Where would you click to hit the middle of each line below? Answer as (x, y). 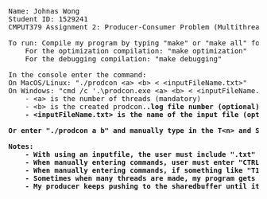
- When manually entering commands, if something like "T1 (142, 170)
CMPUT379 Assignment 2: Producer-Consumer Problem (109, 27)
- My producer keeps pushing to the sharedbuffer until (136, 186)
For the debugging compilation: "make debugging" (124, 59)
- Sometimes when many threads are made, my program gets (140, 178)
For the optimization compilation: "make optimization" (136, 51)
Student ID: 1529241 (48, 19)
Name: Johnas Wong (44, 11)
